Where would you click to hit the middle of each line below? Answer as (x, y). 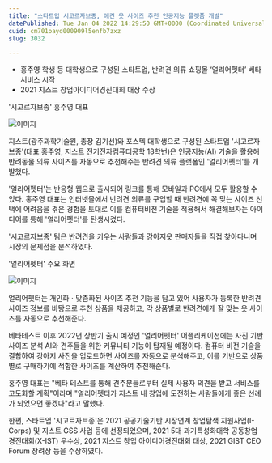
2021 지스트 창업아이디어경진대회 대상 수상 (88, 90)
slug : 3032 (27, 38)
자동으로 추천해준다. (55, 319)
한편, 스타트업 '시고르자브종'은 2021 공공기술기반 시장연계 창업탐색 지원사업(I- (132, 421)
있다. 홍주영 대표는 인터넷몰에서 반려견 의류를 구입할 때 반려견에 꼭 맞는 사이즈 (132, 199)
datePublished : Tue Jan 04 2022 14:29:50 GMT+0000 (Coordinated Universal (137, 23)
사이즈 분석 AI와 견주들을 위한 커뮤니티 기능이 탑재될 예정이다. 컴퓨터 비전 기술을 (135, 346)
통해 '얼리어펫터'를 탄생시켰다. (77, 219)
